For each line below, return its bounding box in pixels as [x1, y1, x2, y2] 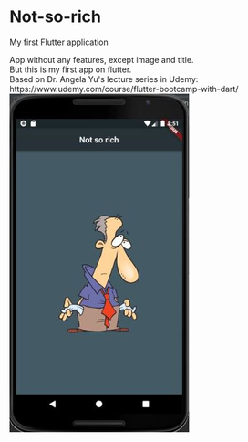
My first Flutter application [9, 37, 109, 47]
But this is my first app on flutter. [9, 64, 132, 75]
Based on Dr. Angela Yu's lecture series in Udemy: [9, 73, 199, 84]
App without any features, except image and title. [9, 54, 194, 65]
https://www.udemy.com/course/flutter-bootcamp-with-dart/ [9, 83, 239, 94]
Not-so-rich [9, 6, 102, 27]
